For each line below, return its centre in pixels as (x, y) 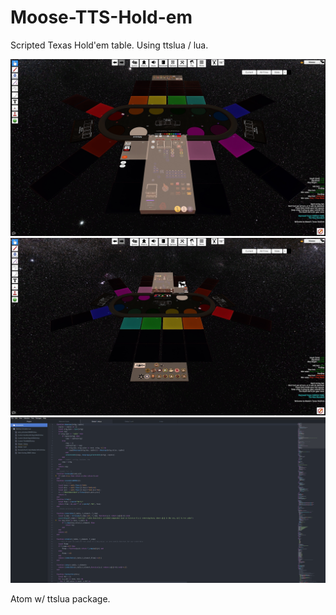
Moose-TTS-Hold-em (101, 17)
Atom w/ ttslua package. (60, 598)
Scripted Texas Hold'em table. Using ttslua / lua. (109, 45)
